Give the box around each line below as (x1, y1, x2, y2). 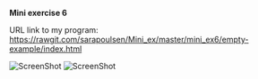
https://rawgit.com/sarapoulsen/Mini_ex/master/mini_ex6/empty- (9, 35, 249, 44)
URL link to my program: (9, 25, 99, 35)
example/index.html (9, 43, 82, 54)
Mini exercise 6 (9, 8, 67, 18)
